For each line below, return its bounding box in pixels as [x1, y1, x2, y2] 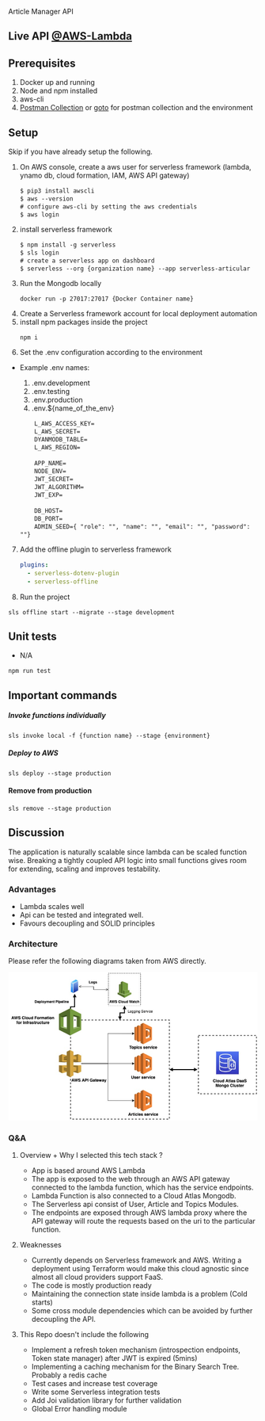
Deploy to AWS [8, 748, 59, 758]
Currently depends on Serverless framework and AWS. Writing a [31, 1255, 242, 1265]
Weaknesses [19, 1240, 62, 1250]
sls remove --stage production [8, 804, 112, 812]
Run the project [19, 592, 70, 602]
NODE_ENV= [34, 468, 66, 476]
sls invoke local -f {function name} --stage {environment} [8, 732, 211, 739]
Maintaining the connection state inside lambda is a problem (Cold [31, 1289, 248, 1299]
